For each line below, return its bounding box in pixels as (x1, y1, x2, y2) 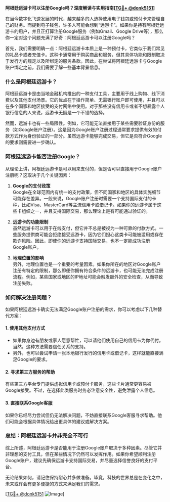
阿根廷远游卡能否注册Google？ (5, 153, 80, 160)
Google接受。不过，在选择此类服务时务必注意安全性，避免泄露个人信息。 (5, 387, 158, 393)
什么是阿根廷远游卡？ (5, 78, 57, 85)
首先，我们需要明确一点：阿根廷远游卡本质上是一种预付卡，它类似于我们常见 (5, 45, 165, 51)
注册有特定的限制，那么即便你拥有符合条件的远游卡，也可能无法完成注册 (12, 267, 163, 273)
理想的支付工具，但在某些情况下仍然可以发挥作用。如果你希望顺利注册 (9, 451, 156, 457)
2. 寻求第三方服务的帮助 (5, 369, 55, 375)
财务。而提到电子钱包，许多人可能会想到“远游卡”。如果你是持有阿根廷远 (14, 22, 164, 28)
